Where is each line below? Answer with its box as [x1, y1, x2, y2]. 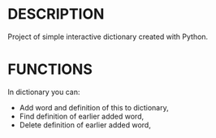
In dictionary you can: [7, 87, 80, 97]
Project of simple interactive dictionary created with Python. [7, 32, 209, 41]
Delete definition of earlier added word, [19, 119, 151, 130]
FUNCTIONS [7, 60, 93, 79]
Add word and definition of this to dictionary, [19, 102, 169, 112]
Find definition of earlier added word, [19, 111, 145, 121]
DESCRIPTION [7, 5, 105, 24]
